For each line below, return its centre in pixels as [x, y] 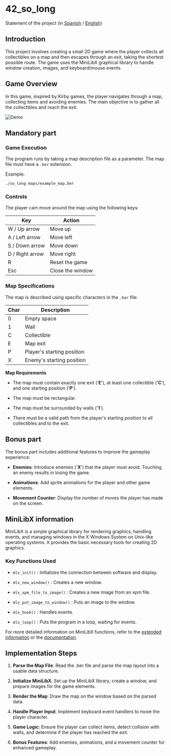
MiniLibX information [40, 519]
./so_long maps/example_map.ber [40, 184]
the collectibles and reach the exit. [42, 107]
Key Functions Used [31, 561]
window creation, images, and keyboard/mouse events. [64, 68]
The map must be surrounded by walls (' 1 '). [58, 408]
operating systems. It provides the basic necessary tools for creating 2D [81, 543]
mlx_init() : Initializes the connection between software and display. [85, 572]
